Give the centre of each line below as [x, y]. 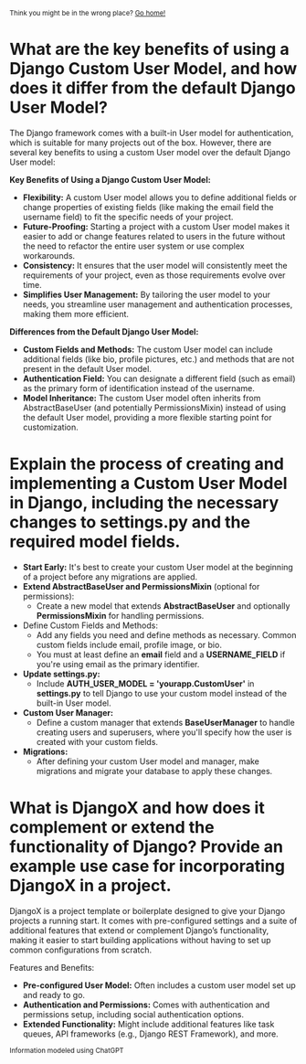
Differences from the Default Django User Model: [104, 331]
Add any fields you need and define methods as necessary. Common [166, 634]
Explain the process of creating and [147, 464]
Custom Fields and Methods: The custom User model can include [148, 349]
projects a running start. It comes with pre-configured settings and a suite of [153, 920]
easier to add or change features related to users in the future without [154, 236]
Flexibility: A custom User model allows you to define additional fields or [159, 197]
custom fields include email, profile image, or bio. [129, 644]
